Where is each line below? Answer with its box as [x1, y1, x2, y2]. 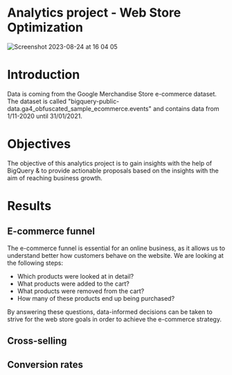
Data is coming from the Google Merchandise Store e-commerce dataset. [7, 89, 217, 98]
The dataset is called [7, 97, 67, 105]
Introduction [7, 67, 80, 82]
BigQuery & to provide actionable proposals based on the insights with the [7, 166, 220, 175]
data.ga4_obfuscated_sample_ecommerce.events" [7, 104, 152, 112]
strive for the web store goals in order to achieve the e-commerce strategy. [7, 315, 222, 323]
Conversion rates [7, 358, 83, 370]
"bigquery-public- [68, 97, 120, 105]
